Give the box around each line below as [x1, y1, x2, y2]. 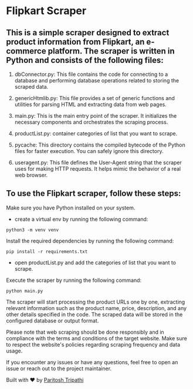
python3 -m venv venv [6, 227, 59, 233]
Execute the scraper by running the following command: [6, 277, 142, 284]
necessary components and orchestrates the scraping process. [14, 119, 168, 125]
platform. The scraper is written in [48, 46, 175, 56]
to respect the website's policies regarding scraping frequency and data [6, 341, 181, 348]
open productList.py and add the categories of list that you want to [14, 259, 176, 266]
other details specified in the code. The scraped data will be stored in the [6, 311, 183, 318]
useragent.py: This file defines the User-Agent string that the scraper [14, 159, 182, 166]
